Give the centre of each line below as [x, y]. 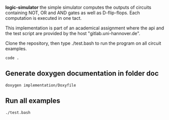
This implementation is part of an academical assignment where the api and [85, 28]
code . [12, 58]
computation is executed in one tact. [44, 18]
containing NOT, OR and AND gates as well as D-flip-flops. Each [73, 13]
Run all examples [33, 101]
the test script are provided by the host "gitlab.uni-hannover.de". [73, 33]
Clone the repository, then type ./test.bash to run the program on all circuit [83, 43]
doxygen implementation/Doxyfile [41, 85]
